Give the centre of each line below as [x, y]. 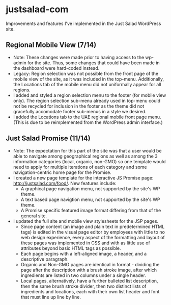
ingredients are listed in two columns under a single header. [83, 275]
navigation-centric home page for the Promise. [62, 172]
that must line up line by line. [51, 297]
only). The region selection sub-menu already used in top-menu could [87, 100]
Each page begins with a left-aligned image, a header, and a [84, 253]
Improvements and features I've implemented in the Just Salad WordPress [83, 23]
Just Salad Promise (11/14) [48, 138]
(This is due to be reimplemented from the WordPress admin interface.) [88, 122]
